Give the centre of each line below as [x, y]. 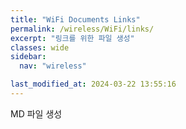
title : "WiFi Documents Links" [75, 19]
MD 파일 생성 [36, 113]
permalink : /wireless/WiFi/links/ [82, 29]
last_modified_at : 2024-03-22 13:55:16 [93, 84]
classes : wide [40, 47]
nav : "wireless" [53, 66]
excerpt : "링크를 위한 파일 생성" [72, 38]
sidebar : [28, 57]
